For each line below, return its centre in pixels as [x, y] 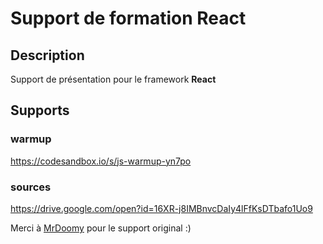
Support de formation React [128, 18]
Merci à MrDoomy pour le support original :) [101, 228]
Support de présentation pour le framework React [113, 79]
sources [31, 187]
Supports [40, 110]
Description [47, 55]
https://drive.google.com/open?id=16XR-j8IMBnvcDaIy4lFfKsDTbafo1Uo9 [161, 208]
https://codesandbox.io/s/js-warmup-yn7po [101, 161]
